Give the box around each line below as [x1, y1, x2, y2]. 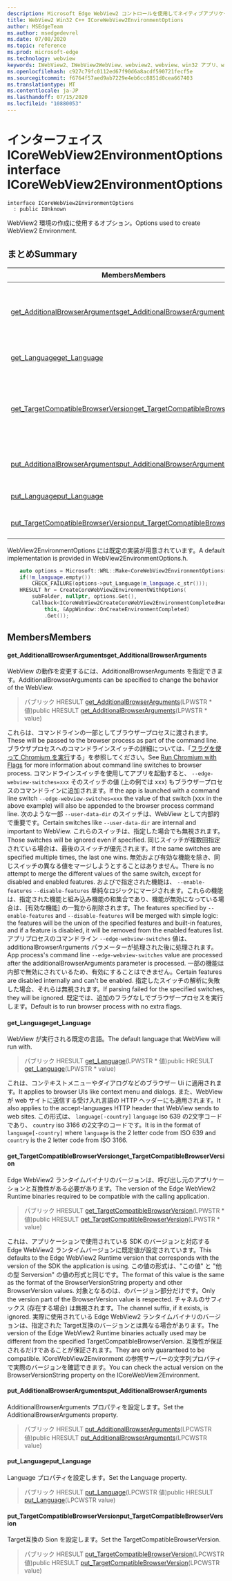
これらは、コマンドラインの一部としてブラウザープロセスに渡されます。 [7, 728, 212, 737]
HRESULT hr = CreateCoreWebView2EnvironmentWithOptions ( [19, 586, 187, 594]
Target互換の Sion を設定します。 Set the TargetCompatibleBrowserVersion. [7, 1535, 221, 1544]
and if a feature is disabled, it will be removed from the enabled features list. [7, 926, 224, 934]
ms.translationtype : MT [7, 81, 76, 88]
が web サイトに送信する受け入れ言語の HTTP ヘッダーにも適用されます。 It [7, 1096, 221, 1105]
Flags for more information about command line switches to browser [7, 761, 202, 769]
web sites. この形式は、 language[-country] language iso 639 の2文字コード [7, 1112, 223, 1121]
